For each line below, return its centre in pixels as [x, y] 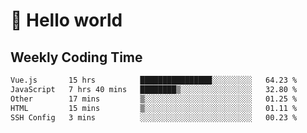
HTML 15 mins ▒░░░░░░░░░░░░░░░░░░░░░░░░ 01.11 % [154, 108]
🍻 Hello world [66, 20]
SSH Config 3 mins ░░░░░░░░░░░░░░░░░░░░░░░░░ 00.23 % [154, 117]
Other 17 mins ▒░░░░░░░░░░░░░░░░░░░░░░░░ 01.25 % [154, 99]
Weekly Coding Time [76, 57]
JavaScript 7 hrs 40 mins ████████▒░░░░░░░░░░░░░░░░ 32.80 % [154, 89]
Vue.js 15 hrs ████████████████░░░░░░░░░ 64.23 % [154, 80]
